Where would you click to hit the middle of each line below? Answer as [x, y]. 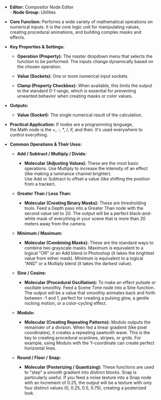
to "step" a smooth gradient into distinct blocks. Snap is [80, 372]
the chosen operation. [39, 67]
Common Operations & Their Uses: [46, 144]
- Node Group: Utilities [33, 12]
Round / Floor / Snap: [39, 357]
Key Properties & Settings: [37, 47]
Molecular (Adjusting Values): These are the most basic [81, 163]
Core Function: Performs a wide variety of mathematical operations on [81, 22]
